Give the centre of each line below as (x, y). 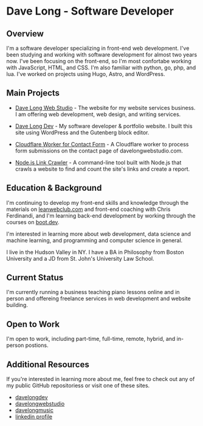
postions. (37, 345)
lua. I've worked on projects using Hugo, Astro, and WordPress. (86, 74)
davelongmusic (34, 410)
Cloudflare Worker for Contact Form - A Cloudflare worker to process (102, 144)
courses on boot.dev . (33, 222)
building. (17, 305)
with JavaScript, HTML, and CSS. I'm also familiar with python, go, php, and (101, 67)
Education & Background (54, 188)
